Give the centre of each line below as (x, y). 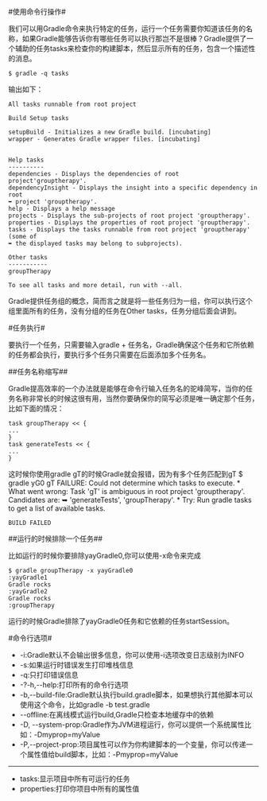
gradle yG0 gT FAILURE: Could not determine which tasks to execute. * (124, 483)
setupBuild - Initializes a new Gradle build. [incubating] (110, 132)
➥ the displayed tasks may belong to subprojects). (95, 243)
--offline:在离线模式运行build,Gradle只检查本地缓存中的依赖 (117, 715)
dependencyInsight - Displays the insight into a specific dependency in (133, 188)
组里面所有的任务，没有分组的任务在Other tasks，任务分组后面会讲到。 (124, 311)
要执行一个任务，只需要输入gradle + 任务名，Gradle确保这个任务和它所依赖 (131, 345)
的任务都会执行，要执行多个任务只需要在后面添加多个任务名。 (109, 355)
